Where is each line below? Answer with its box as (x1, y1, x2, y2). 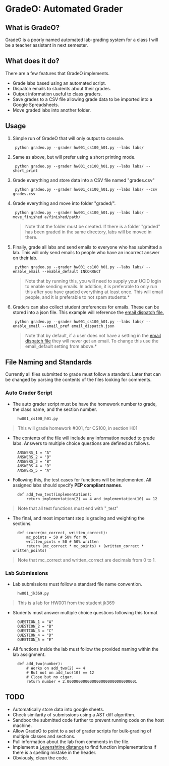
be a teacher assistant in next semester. (5, 42, 88, 48)
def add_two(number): (17, 661, 63, 667)
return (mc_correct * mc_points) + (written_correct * (26, 543, 144, 548)
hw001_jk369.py (17, 591, 49, 596)
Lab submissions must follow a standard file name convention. (12, 581, 142, 587)
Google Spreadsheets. (12, 101, 60, 108)
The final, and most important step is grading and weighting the (12, 515, 145, 521)
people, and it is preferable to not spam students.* (25, 294, 130, 300)
